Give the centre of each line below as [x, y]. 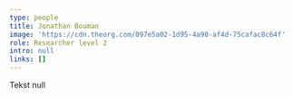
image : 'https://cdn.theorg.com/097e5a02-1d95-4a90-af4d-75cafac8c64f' [147, 34]
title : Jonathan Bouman [54, 26]
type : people [34, 18]
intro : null [32, 51]
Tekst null [28, 85]
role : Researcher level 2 [58, 43]
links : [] [28, 59]
